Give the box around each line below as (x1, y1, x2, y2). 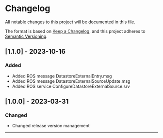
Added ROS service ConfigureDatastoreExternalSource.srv (12, 83, 130, 89)
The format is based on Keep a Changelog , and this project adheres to (5, 28, 146, 34)
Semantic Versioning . (5, 33, 48, 39)
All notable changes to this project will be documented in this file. (5, 19, 136, 25)
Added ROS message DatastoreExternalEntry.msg (12, 73, 112, 79)
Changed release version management (12, 123, 90, 129)
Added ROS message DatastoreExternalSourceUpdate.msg (12, 78, 130, 84)
